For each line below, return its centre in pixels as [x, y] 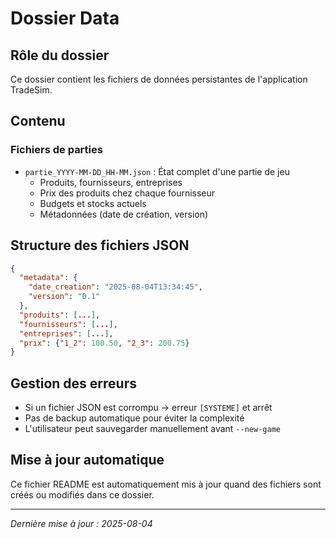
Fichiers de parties [56, 150]
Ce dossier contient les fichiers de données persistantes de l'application [159, 79]
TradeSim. [31, 90]
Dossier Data [65, 18]
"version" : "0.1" [64, 297]
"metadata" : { [48, 278]
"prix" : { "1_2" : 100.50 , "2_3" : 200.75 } [104, 343]
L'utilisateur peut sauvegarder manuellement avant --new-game [152, 429]
